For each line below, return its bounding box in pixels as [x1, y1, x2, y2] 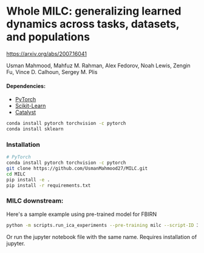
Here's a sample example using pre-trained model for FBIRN [6, 211, 157, 218]
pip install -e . [6, 177, 50, 183]
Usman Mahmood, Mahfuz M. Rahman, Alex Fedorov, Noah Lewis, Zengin [6, 62, 191, 69]
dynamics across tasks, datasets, [6, 17, 180, 31]
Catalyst [15, 109, 36, 116]
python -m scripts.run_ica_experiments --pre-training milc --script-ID [6, 222, 194, 228]
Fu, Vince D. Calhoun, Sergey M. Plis [6, 68, 98, 75]
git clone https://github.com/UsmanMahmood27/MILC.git [6, 165, 148, 171]
